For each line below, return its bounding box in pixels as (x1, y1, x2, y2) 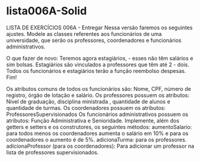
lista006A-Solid (6, 4, 87, 18)
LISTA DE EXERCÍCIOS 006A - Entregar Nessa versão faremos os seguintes (6, 24, 193, 31)
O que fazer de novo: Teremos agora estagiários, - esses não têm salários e (6, 54, 193, 62)
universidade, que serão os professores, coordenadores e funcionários (6, 36, 181, 44)
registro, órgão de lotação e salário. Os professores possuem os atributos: (6, 91, 190, 99)
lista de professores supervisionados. (6, 148, 99, 156)
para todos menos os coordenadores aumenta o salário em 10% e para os (6, 130, 189, 137)
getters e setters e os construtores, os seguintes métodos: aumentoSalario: (6, 123, 192, 130)
